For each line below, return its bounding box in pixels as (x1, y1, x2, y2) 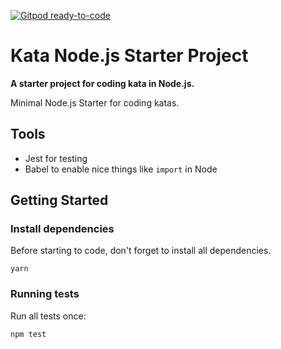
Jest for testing (24, 152, 88, 164)
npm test (10, 329, 47, 339)
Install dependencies (10, 222, 115, 236)
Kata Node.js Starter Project (10, 45, 249, 67)
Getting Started (10, 192, 109, 209)
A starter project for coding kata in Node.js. (10, 77, 195, 89)
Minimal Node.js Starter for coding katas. (10, 96, 180, 109)
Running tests (10, 287, 80, 301)
